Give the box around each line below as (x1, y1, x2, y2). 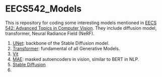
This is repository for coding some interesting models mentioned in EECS (5, 20, 157, 26)
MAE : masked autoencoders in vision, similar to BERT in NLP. (12, 56, 139, 62)
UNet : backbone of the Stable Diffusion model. (12, 40, 110, 46)
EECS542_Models (5, 3, 82, 15)
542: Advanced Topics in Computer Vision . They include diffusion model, (5, 25, 157, 31)
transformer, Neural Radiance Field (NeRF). (5, 30, 95, 36)
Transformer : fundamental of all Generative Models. (12, 45, 120, 51)
